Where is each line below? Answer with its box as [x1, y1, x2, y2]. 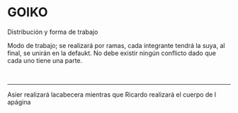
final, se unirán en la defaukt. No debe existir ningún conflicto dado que [7, 49, 216, 57]
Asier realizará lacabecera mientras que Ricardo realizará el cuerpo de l [7, 90, 217, 99]
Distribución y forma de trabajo [7, 28, 98, 36]
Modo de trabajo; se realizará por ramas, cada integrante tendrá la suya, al [7, 41, 225, 49]
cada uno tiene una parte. [7, 56, 83, 64]
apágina [7, 97, 31, 106]
